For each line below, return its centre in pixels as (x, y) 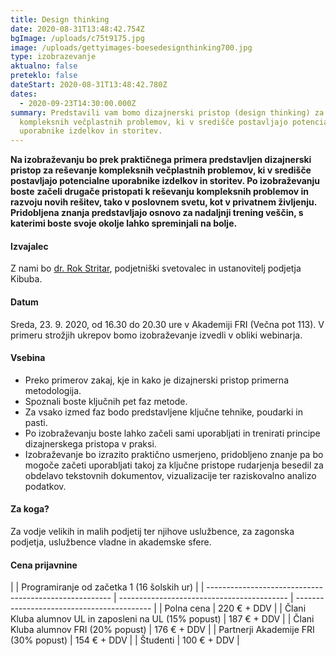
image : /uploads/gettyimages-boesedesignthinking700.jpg (131, 47)
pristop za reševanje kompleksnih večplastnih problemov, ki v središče (161, 170)
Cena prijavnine (44, 565)
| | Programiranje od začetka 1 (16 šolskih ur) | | (107, 587)
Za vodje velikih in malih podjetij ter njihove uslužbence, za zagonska (152, 531)
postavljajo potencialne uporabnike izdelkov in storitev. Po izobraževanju (165, 181)
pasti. (36, 422)
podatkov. (45, 486)
